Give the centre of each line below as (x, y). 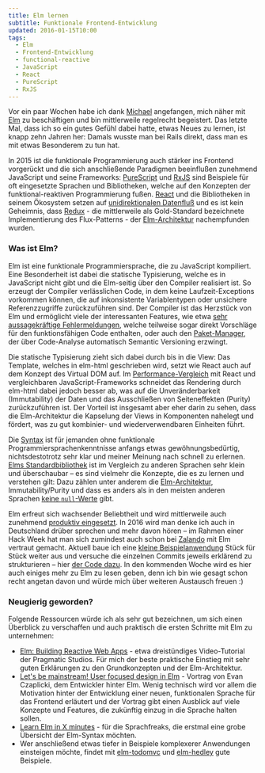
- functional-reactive (53, 60)
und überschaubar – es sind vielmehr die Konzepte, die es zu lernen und (126, 473)
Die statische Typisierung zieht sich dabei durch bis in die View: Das (119, 356)
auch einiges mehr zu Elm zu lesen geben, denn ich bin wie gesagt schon (128, 573)
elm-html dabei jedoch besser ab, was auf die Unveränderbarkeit (114, 390)
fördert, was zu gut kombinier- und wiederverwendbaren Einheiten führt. (127, 424)
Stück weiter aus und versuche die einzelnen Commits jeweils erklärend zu (130, 556)
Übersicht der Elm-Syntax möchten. (78, 735)
